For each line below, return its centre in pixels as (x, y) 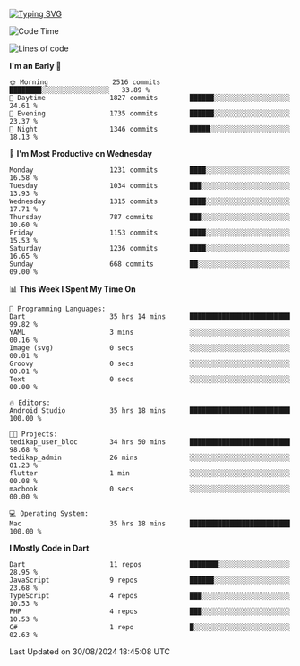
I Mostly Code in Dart (49, 548)
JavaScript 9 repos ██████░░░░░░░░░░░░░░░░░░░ (150, 580)
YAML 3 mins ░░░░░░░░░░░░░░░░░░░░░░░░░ (150, 332)
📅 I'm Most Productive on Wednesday (81, 154)
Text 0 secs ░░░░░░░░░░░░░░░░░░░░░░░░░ (150, 380)
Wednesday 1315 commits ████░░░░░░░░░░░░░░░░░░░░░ (150, 201)
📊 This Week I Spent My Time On (73, 289)
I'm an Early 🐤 (35, 66)
